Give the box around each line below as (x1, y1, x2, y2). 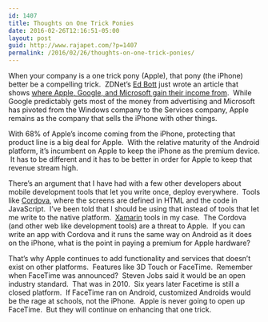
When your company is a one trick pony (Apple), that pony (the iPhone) (8, 71, 244, 80)
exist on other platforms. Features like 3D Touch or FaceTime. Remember (8, 262, 254, 272)
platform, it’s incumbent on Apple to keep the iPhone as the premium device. (8, 146, 260, 155)
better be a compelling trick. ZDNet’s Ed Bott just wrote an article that (8, 79, 238, 89)
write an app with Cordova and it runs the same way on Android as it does (8, 230, 252, 239)
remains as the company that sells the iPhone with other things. (8, 114, 218, 123)
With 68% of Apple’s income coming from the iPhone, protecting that (8, 129, 236, 139)
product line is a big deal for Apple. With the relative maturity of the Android (8, 138, 260, 147)
